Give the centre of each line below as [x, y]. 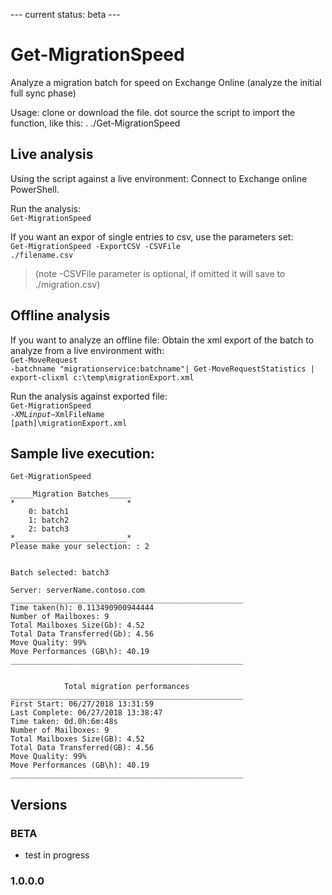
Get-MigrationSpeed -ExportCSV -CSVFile [96, 246]
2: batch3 [49, 529]
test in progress [57, 855]
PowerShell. [35, 189]
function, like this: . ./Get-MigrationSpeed [95, 123]
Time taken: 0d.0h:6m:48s [64, 722]
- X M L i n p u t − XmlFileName [57, 414]
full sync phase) [43, 93]
